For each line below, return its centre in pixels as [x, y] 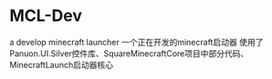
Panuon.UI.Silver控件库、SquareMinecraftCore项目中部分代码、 [129, 53]
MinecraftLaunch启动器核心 [62, 64]
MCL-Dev [46, 16]
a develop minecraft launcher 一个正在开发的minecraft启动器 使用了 [136, 42]
